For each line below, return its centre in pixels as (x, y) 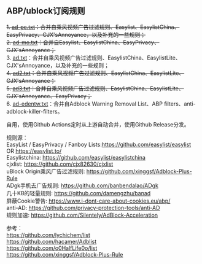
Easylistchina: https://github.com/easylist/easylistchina (76, 157)
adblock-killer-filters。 (35, 111)
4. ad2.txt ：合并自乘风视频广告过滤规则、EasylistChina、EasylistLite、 (95, 73)
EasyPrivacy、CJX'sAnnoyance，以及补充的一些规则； (76, 34)
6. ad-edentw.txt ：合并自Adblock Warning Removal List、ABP (85, 104)
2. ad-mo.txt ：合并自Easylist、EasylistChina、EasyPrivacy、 (83, 42)
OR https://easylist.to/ (34, 151)
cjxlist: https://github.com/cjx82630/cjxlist (60, 164)
